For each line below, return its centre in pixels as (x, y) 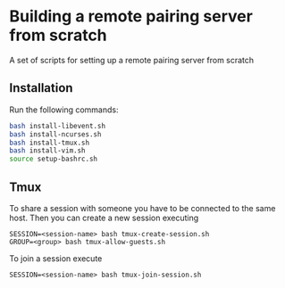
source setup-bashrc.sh (54, 159)
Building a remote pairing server (131, 16)
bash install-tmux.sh (50, 143)
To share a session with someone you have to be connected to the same (142, 208)
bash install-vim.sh (48, 151)
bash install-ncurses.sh (55, 134)
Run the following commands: (64, 110)
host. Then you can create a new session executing (104, 218)
